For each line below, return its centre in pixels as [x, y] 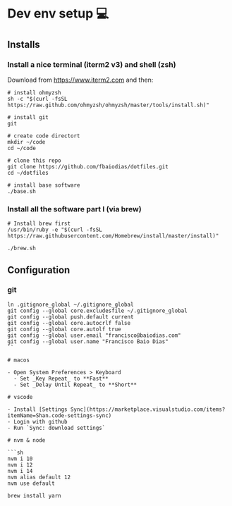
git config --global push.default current [71, 317]
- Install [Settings [38, 409]
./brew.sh [22, 248]
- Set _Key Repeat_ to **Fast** [61, 378]
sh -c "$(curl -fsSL [38, 99]
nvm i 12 [20, 465]
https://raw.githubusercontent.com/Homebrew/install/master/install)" [113, 236]
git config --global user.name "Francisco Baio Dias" [88, 341]
